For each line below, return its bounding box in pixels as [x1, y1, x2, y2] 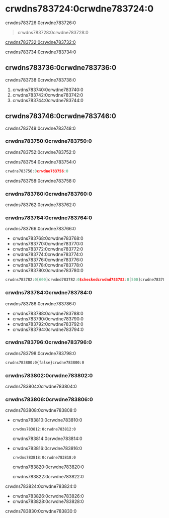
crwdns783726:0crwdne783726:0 [5, 20, 76, 26]
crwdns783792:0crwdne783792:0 [12, 321, 84, 327]
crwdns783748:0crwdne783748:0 [5, 125, 76, 131]
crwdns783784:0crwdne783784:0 [5, 289, 93, 296]
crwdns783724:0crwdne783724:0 [5, 3, 154, 15]
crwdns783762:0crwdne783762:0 [5, 202, 76, 208]
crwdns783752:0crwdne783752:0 [5, 149, 76, 155]
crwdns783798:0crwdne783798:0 [5, 350, 76, 356]
